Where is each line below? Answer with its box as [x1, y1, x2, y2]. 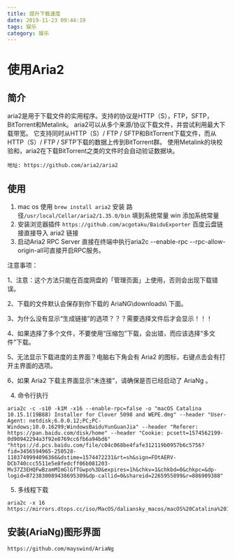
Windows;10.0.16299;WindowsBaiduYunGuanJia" [7, 423, 139, 430]
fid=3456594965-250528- [7, 448, 77, 455]
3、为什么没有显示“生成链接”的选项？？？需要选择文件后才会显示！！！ [7, 314, 213, 323]
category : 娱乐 [7, 29, 50, 37]
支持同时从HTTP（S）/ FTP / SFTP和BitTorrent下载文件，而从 [39, 129, 217, 138]
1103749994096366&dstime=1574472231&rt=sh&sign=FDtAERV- [7, 454, 177, 461]
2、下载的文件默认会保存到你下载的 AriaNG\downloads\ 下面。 [7, 300, 187, 308]
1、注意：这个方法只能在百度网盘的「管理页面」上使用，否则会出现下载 [7, 276, 212, 284]
